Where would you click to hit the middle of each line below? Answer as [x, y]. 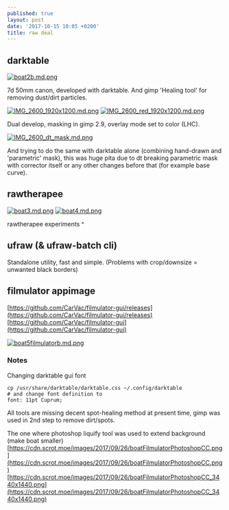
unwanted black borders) [43, 269]
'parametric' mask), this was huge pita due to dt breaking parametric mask [112, 158]
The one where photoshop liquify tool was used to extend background [106, 433]
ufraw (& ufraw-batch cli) [62, 245]
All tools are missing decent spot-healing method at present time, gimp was [114, 413]
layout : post [26, 20]
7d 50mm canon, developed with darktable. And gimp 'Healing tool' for [107, 91]
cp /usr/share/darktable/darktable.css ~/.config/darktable [95, 388]
